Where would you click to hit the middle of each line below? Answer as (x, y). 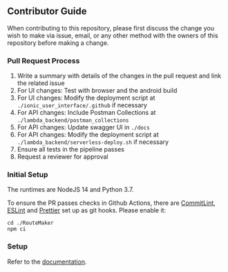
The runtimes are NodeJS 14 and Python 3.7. (70, 190)
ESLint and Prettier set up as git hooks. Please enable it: (87, 210)
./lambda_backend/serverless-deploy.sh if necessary (93, 142)
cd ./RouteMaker (30, 223)
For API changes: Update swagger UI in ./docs (83, 127)
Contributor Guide (47, 11)
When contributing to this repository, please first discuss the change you (111, 28)
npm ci (17, 229)
